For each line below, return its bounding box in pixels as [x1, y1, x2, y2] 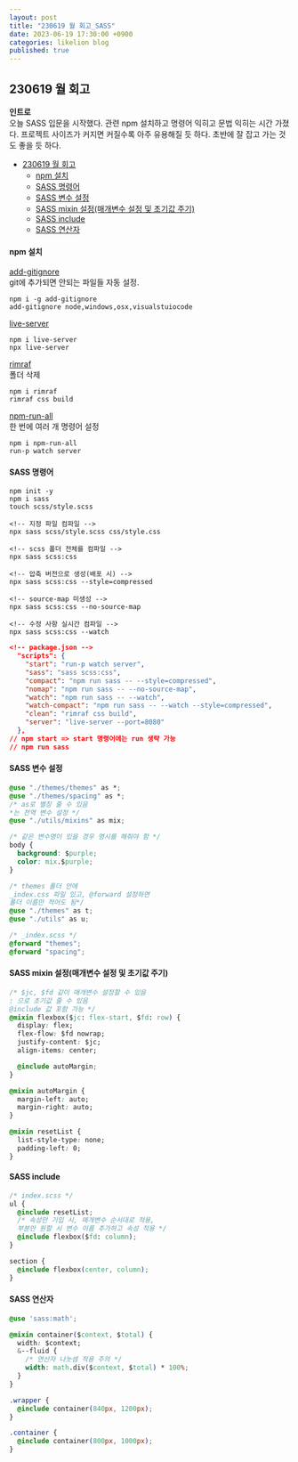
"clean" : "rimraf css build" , [25, 710, 138, 719]
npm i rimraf [9, 387, 58, 396]
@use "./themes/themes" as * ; [9, 783, 122, 792]
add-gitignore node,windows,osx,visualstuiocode [9, 303, 193, 312]
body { [9, 841, 34, 850]
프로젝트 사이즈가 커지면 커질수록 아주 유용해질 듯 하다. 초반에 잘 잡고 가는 [20, 128, 278, 139]
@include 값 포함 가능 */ [9, 1004, 96, 1013]
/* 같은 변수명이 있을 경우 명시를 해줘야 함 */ [9, 833, 161, 841]
